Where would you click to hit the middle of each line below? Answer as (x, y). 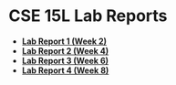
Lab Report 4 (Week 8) (65, 70)
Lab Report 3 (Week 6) (65, 60)
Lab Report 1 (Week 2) (64, 41)
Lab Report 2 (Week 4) (65, 50)
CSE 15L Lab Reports (88, 16)
